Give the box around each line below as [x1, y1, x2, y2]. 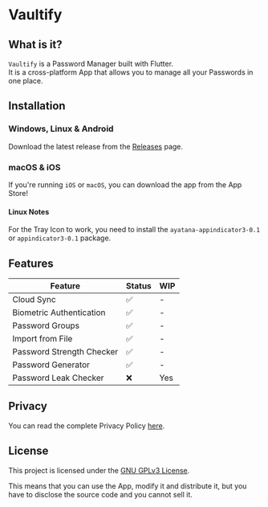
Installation [8, 99, 66, 113]
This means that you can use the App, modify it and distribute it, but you [8, 480, 247, 491]
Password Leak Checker [12, 372, 104, 383]
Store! [8, 188, 29, 198]
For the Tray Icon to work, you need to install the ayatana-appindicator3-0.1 [8, 225, 261, 235]
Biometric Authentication [12, 307, 106, 318]
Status [125, 280, 152, 291]
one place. [8, 76, 43, 85]
